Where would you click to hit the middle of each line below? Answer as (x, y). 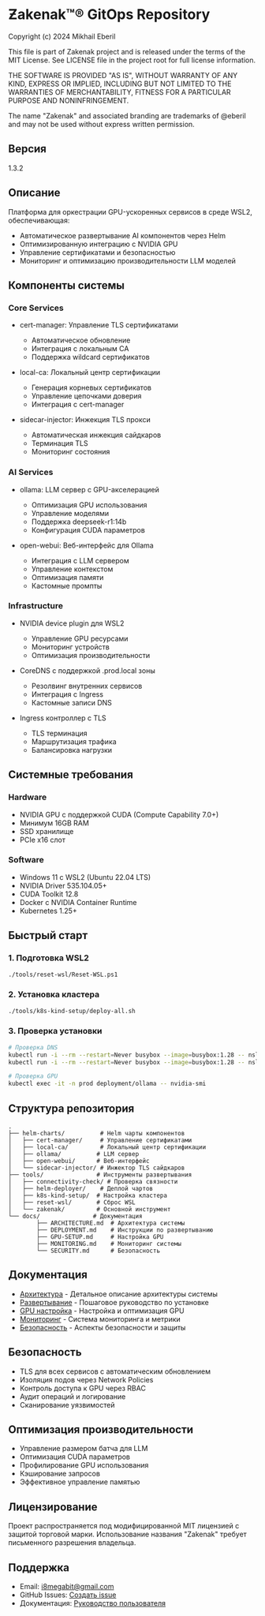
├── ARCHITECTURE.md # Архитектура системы (111, 1223)
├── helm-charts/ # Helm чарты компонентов (97, 1134)
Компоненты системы (66, 285)
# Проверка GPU (33, 1076)
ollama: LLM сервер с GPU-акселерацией (89, 489)
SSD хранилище (47, 831)
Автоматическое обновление (81, 340)
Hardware (28, 797)
